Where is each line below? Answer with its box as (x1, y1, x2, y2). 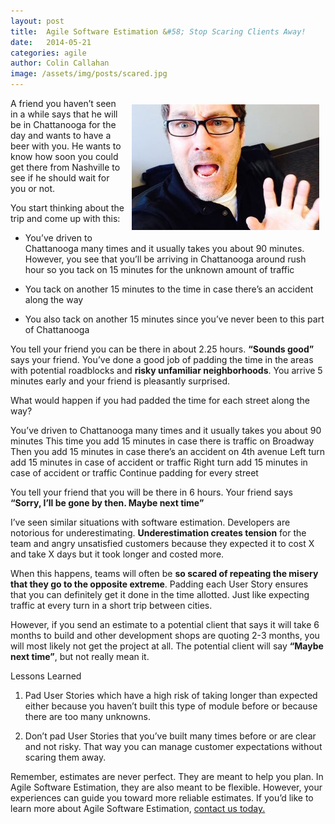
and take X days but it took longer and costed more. (10, 548, 225, 560)
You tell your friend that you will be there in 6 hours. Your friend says (10, 486, 293, 498)
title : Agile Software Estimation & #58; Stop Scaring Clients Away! (10, 26, 307, 37)
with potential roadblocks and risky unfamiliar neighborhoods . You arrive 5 (10, 365, 323, 376)
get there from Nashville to (10, 161, 121, 173)
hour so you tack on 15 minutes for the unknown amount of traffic (24, 264, 295, 275)
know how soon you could (10, 151, 119, 162)
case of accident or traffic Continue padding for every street (10, 467, 259, 479)
